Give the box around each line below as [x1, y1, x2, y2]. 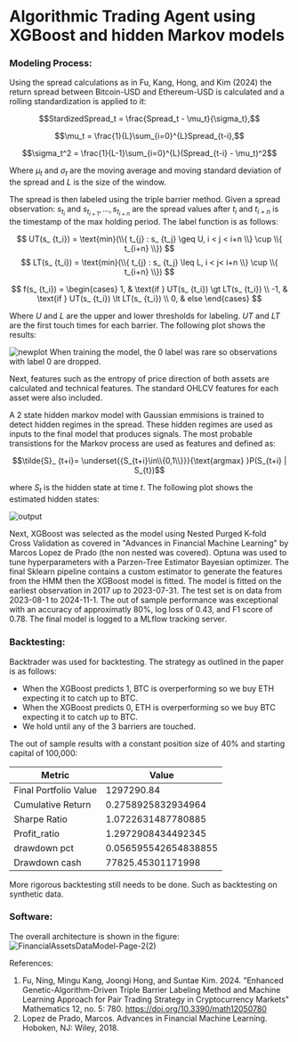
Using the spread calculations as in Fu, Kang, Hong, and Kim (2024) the [9, 78, 272, 88]
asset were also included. [9, 392, 103, 403]
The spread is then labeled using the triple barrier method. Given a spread [9, 194, 281, 205]
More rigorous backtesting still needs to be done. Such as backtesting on [9, 879, 278, 890]
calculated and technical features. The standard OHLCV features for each [9, 383, 279, 394]
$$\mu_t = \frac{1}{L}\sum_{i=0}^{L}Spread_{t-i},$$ [54, 131, 245, 142]
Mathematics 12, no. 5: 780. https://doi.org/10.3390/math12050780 [21, 1003, 267, 1013]
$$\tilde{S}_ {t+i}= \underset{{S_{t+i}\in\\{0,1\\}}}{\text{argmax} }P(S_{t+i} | [12, 455, 287, 466]
